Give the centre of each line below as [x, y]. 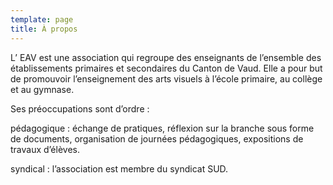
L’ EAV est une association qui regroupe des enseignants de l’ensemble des [166, 57]
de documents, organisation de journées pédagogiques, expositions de [157, 138]
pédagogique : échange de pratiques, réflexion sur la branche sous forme [162, 128]
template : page [42, 19]
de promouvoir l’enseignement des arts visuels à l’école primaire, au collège [166, 78]
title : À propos [44, 29]
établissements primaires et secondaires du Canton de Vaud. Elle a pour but [166, 68]
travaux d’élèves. [45, 149]
